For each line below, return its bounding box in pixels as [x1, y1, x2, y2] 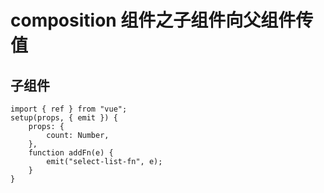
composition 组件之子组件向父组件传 [10, 9, 314, 32]
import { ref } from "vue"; [10, 104, 128, 114]
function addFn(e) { [28, 148, 114, 158]
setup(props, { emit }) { [10, 113, 118, 123]
